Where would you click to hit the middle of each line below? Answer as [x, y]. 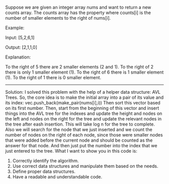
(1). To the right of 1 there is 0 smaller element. [53, 77]
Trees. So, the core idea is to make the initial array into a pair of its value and [84, 97]
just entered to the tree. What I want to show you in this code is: [71, 151]
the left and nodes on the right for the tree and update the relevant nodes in [83, 119]
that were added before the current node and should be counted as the [79, 140]
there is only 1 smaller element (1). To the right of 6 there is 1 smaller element [84, 72]
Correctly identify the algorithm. [46, 161]
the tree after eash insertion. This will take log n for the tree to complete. [80, 124]
